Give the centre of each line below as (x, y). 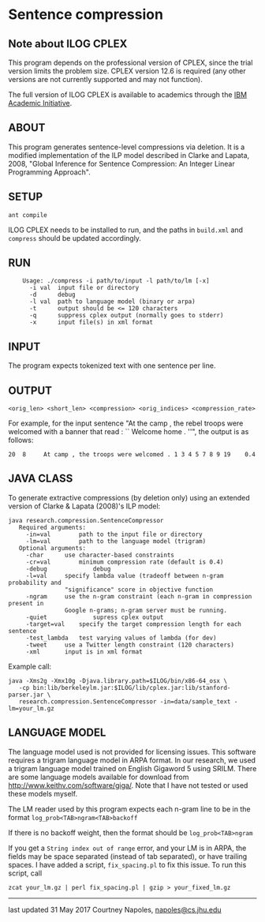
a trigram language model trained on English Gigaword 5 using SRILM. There (132, 768)
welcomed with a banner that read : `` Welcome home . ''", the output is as (129, 432)
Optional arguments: (52, 548)
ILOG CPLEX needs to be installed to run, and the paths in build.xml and (125, 230)
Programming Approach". (49, 172)
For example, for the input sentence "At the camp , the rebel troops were (126, 423)
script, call (25, 873)
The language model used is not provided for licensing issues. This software (132, 751)
